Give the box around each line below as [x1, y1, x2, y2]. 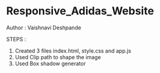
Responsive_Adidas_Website [6, 4, 155, 18]
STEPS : [6, 35, 26, 42]
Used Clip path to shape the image [14, 53, 101, 60]
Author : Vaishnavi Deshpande [6, 24, 81, 31]
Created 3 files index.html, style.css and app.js [14, 47, 131, 54]
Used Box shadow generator [14, 60, 86, 67]
